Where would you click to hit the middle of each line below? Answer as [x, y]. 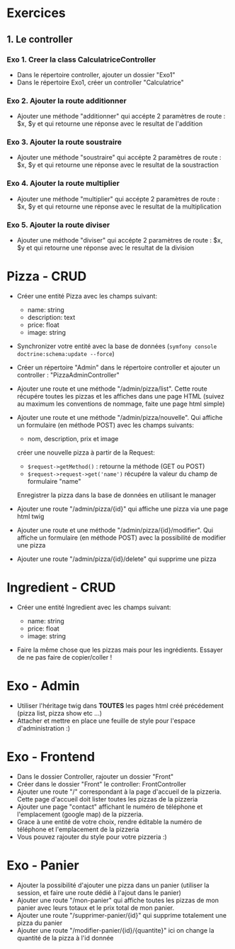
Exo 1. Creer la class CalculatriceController [81, 60]
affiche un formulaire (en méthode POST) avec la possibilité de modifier [121, 538]
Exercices [36, 13]
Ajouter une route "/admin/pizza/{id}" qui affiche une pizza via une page [122, 509]
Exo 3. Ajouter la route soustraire [64, 142]
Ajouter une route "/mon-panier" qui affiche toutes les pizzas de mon [118, 900]
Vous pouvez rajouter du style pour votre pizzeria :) [92, 837]
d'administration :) [44, 728]
